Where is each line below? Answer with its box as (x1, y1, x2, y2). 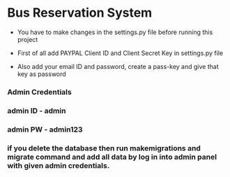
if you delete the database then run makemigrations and (7, 143, 201, 153)
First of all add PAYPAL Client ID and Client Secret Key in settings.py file (17, 49, 224, 57)
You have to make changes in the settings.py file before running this (17, 28, 213, 36)
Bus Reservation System (7, 5, 153, 21)
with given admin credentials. (7, 160, 110, 170)
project (17, 35, 38, 43)
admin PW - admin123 (7, 124, 83, 134)
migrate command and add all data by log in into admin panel (7, 152, 217, 162)
